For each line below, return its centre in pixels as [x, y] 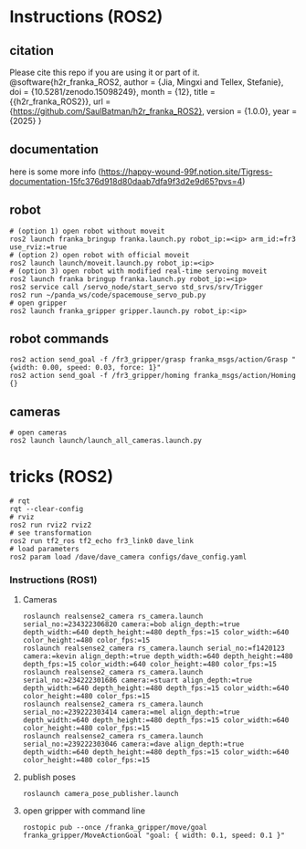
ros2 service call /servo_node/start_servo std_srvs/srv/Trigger [136, 287]
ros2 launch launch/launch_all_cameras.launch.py [106, 441]
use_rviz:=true [38, 247]
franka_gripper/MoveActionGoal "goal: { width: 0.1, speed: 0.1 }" [153, 836]
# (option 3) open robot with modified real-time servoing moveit [138, 271]
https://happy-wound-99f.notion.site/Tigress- [187, 172]
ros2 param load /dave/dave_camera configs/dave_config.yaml [128, 557]
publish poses [49, 777]
